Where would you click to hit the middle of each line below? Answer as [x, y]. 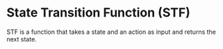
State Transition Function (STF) [98, 13]
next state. [22, 39]
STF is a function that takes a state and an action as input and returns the [111, 32]
